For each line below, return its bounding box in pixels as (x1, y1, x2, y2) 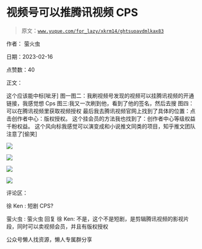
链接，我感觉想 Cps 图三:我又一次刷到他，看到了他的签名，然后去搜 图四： (6, 99, 195, 107)
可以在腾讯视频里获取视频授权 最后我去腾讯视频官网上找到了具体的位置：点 (6, 107, 196, 114)
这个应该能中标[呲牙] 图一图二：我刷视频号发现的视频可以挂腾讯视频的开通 (6, 92, 195, 99)
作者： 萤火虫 (6, 40, 40, 47)
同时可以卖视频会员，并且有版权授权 (17, 223, 108, 230)
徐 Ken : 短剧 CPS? (6, 202, 54, 209)
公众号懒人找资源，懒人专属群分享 (6, 236, 92, 243)
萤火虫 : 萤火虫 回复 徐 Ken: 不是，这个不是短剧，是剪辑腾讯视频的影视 (6, 215, 184, 222)
